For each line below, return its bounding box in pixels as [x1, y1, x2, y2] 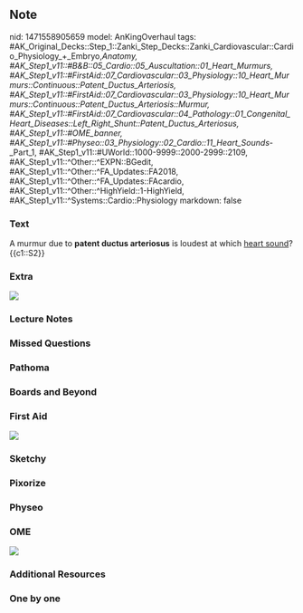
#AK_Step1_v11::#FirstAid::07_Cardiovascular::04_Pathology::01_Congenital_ [9, 108, 291, 119]
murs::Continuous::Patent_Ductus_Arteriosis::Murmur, [9, 99, 211, 110]
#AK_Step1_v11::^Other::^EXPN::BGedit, [9, 156, 154, 167]
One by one [9, 592, 62, 605]
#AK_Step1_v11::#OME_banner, [9, 127, 123, 139]
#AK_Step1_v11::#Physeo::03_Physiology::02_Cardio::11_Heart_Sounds [9, 137, 270, 148]
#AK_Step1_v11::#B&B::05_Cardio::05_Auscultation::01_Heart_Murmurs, [9, 60, 273, 71]
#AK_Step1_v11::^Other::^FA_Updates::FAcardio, [9, 176, 185, 187]
